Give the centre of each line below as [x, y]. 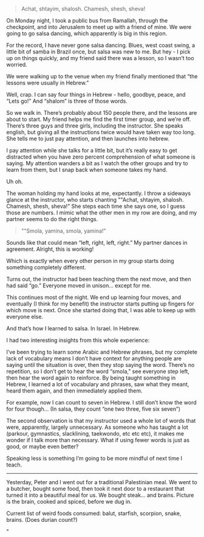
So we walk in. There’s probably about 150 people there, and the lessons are [102, 113]
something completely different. [46, 267]
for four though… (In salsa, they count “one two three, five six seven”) [93, 409]
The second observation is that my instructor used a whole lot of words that [101, 421]
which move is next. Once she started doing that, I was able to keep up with [101, 310]
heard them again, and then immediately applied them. [74, 391]
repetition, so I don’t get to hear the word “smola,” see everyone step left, [98, 371]
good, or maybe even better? [42, 446]
